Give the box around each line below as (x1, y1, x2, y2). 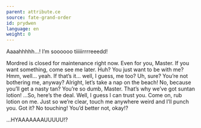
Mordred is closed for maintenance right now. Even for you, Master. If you (6, 60, 190, 67)
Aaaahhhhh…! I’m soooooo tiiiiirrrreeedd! (6, 48, 108, 55)
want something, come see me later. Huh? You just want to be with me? (6, 66, 184, 73)
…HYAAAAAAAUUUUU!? (6, 116, 68, 124)
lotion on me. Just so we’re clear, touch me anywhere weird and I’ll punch (6, 98, 189, 106)
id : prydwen (6, 20, 36, 26)
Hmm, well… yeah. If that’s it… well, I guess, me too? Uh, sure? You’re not (6, 72, 188, 80)
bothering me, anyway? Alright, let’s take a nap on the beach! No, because (6, 79, 191, 86)
